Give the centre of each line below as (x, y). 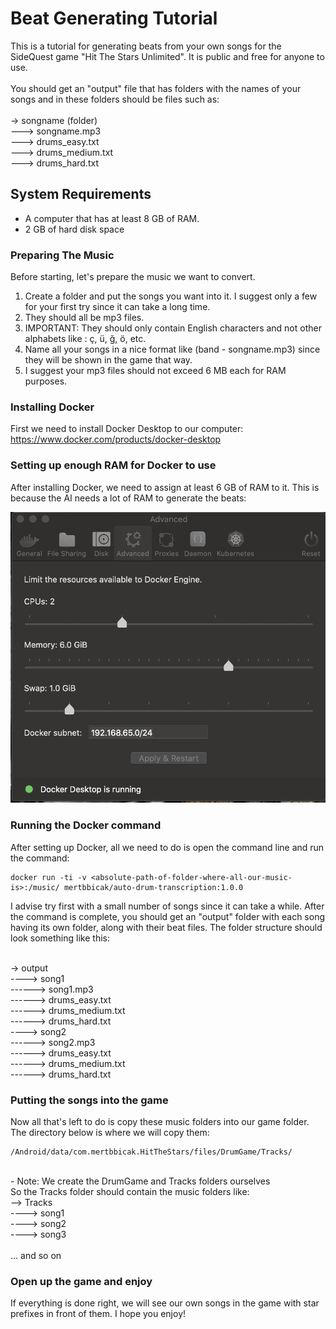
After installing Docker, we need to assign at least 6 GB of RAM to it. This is (165, 487)
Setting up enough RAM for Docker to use (113, 465)
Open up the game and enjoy (81, 1281)
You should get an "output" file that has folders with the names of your (156, 88)
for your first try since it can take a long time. (117, 307)
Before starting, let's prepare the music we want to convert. (133, 277)
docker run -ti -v (48, 877)
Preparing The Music (62, 255)
